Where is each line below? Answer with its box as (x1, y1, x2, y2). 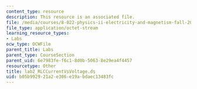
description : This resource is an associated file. (6, 14, 135, 20)
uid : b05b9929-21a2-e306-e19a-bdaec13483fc (6, 74, 114, 80)
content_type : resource (6, 8, 64, 15)
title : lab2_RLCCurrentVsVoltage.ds (6, 69, 96, 74)
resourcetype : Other (6, 63, 57, 69)
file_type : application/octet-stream (6, 25, 98, 31)
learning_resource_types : (6, 30, 69, 36)
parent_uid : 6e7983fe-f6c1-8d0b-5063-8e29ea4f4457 (6, 57, 133, 63)
